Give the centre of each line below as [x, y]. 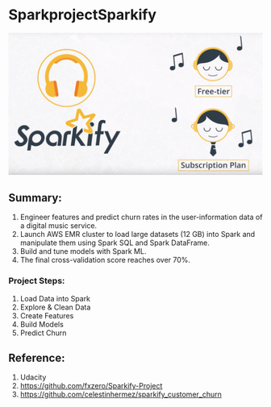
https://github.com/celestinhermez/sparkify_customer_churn [121, 395]
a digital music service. [58, 226]
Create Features [47, 315]
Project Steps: [37, 281]
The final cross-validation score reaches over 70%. [105, 260]
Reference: [37, 357]
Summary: [35, 198]
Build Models [42, 324]
